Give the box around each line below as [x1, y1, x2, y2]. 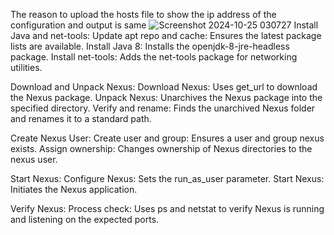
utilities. [10, 62, 43, 73]
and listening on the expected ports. [10, 214, 160, 225]
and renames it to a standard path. [10, 113, 152, 124]
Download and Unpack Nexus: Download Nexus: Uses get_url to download [10, 81, 318, 93]
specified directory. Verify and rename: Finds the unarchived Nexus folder [10, 102, 316, 114]
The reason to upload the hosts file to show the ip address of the [10, 9, 277, 20]
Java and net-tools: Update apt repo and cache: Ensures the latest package [10, 30, 322, 41]
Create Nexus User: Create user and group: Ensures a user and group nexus [10, 132, 325, 144]
